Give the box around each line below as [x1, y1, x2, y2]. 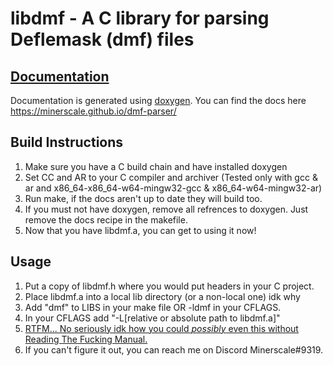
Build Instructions [10, 134, 124, 151]
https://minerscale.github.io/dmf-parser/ [10, 105, 177, 117]
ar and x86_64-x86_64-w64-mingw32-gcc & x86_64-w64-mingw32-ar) [24, 182, 323, 194]
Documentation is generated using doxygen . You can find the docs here [10, 95, 307, 106]
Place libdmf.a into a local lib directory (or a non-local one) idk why [24, 290, 301, 302]
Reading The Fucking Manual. [24, 333, 148, 345]
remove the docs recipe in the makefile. [24, 213, 188, 226]
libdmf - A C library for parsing [10, 7, 270, 30]
